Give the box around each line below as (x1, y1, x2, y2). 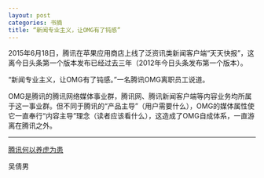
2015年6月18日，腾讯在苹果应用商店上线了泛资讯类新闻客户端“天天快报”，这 (8, 49, 255, 58)
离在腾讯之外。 (8, 121, 57, 130)
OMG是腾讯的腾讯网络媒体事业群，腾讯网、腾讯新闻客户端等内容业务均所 (8, 92, 245, 101)
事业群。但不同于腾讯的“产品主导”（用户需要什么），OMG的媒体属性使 (28, 101, 255, 111)
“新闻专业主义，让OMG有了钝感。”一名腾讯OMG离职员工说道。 (8, 75, 210, 85)
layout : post (8, 11, 51, 20)
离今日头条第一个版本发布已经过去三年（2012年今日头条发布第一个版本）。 (8, 58, 247, 67)
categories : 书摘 (8, 19, 63, 27)
